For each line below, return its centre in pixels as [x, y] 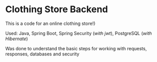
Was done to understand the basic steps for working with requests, [76, 48]
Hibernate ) [17, 39]
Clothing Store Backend [57, 9]
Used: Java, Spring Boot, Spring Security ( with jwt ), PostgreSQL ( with [79, 33]
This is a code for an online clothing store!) [50, 23]
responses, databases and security [42, 54]
